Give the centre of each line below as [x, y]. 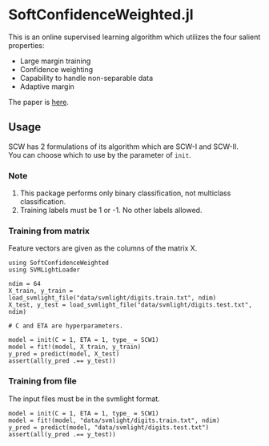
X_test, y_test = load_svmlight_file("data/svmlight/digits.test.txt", [130, 305]
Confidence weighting [56, 69]
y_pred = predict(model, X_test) [64, 354]
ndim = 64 [25, 284]
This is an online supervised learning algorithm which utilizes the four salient [134, 37]
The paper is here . [39, 102]
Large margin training [55, 61]
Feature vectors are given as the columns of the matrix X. [103, 248]
